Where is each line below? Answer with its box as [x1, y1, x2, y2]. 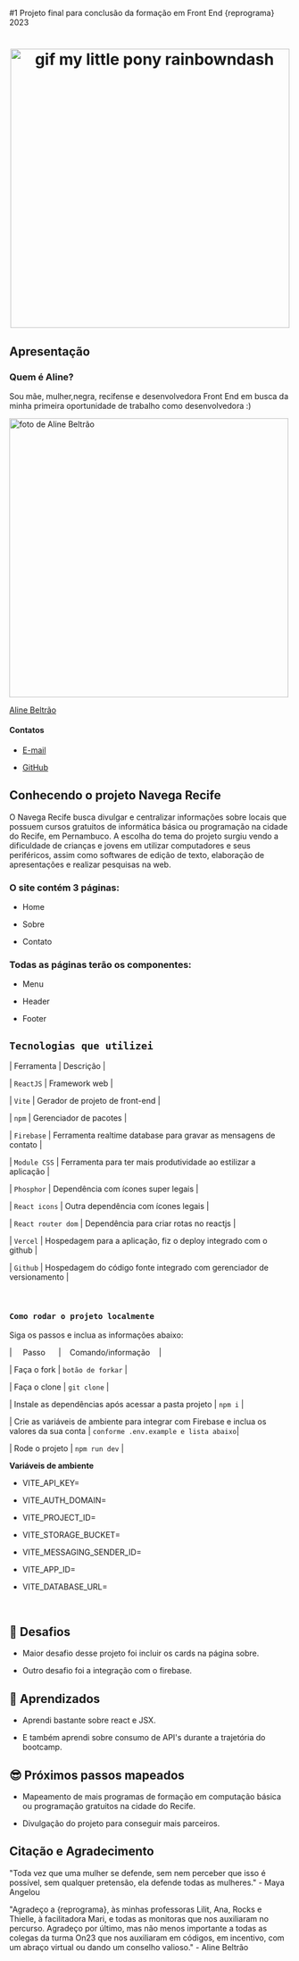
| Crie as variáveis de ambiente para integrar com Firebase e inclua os [9, 1415, 267, 1427]
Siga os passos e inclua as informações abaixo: [9, 1330, 184, 1340]
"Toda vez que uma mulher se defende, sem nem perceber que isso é [9, 1867, 266, 1878]
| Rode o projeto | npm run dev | [9, 1442, 125, 1454]
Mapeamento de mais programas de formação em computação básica [21, 1791, 282, 1802]
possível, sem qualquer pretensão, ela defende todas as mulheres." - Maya [9, 1877, 285, 1888]
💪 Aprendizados [9, 1691, 101, 1706]
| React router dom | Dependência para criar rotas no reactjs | [9, 1218, 237, 1229]
